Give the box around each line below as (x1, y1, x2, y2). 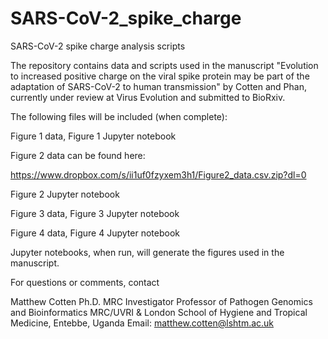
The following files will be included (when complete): (10, 110, 228, 122)
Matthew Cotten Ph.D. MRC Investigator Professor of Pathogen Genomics (10, 295, 313, 307)
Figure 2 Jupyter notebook (10, 188, 120, 200)
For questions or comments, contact (10, 276, 160, 288)
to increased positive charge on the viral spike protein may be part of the (10, 70, 310, 82)
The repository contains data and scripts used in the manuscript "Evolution (10, 59, 319, 71)
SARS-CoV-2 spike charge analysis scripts (10, 40, 186, 52)
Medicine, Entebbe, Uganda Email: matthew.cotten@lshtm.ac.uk (10, 317, 275, 329)
